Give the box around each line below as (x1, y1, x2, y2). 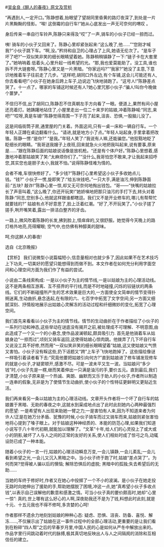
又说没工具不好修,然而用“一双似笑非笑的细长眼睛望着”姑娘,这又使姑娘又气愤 (5, 342, 157, 348)
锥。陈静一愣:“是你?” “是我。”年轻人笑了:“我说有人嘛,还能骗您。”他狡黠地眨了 (5, 136, 156, 141)
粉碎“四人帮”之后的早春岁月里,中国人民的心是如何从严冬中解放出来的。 (13, 525, 156, 530)
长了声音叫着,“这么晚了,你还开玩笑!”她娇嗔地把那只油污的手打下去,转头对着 (5, 189, 155, 194)
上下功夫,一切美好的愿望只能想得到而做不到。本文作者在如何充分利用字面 (5, 261, 152, 266)
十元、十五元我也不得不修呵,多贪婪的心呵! (5, 502, 89, 507)
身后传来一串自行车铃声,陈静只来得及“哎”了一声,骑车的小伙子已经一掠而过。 (5, 31, 157, 37)
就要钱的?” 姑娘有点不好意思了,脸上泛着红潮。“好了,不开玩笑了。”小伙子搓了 (5, 201, 156, 207)
